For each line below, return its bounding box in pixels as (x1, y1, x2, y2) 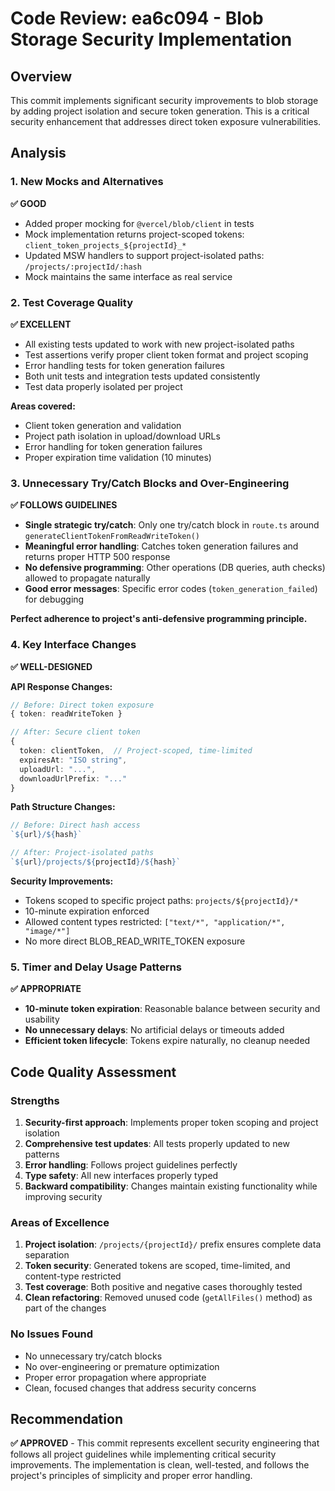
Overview (10, 68, 73, 85)
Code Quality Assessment (10, 1063, 177, 1081)
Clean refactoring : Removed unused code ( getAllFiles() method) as (24, 1292, 313, 1304)
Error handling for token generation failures (24, 440, 203, 452)
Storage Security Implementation (10, 28, 293, 51)
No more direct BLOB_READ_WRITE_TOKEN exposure (24, 935, 246, 947)
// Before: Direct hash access (10, 820, 141, 831)
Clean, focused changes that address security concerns (24, 1382, 257, 1394)
